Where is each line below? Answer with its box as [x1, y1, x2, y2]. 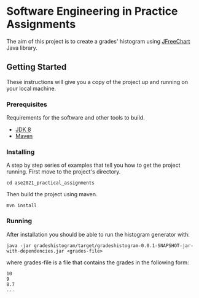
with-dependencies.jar [6, 248, 64, 254]
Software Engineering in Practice [6, 4, 178, 18]
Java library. [6, 44, 38, 52]
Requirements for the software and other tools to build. [6, 114, 146, 121]
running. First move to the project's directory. [6, 168, 121, 175]
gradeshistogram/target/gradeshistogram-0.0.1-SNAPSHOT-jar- [33, 242, 193, 249]
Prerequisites [6, 100, 47, 109]
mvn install [6, 202, 37, 209]
